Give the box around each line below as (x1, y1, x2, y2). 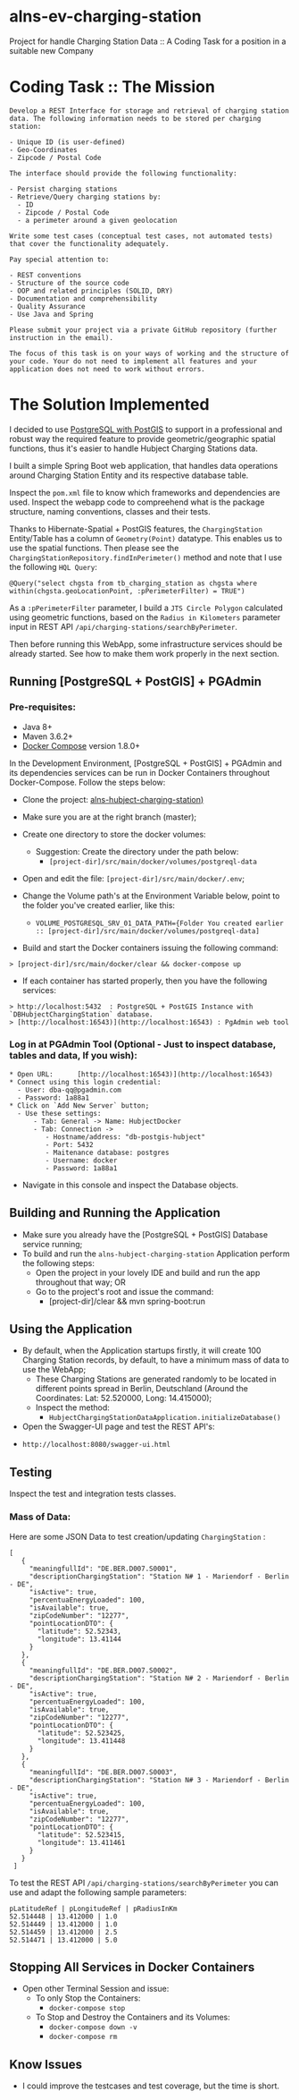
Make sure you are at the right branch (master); (21, 812, 197, 822)
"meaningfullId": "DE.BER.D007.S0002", (29, 1666, 178, 1675)
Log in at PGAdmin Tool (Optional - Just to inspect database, (9, 1038, 277, 1050)
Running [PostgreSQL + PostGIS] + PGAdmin (9, 674, 262, 690)
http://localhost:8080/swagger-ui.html (21, 1441, 171, 1450)
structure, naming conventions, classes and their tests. (9, 506, 212, 516)
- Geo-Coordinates (9, 145, 78, 154)
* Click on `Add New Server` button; (9, 1101, 150, 1110)
